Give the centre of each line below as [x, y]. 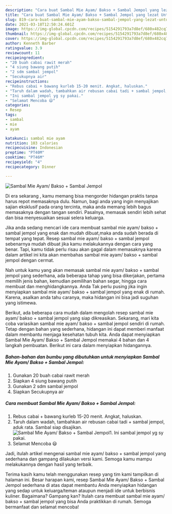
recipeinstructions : [27, 81]
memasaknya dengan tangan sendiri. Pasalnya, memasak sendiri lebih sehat [86, 212]
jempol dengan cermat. [30, 260]
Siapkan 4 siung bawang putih [45, 381]
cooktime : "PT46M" [25, 157]
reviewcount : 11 [23, 53]
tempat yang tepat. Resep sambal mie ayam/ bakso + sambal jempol [77, 238]
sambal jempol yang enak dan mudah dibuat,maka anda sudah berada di [82, 233]
